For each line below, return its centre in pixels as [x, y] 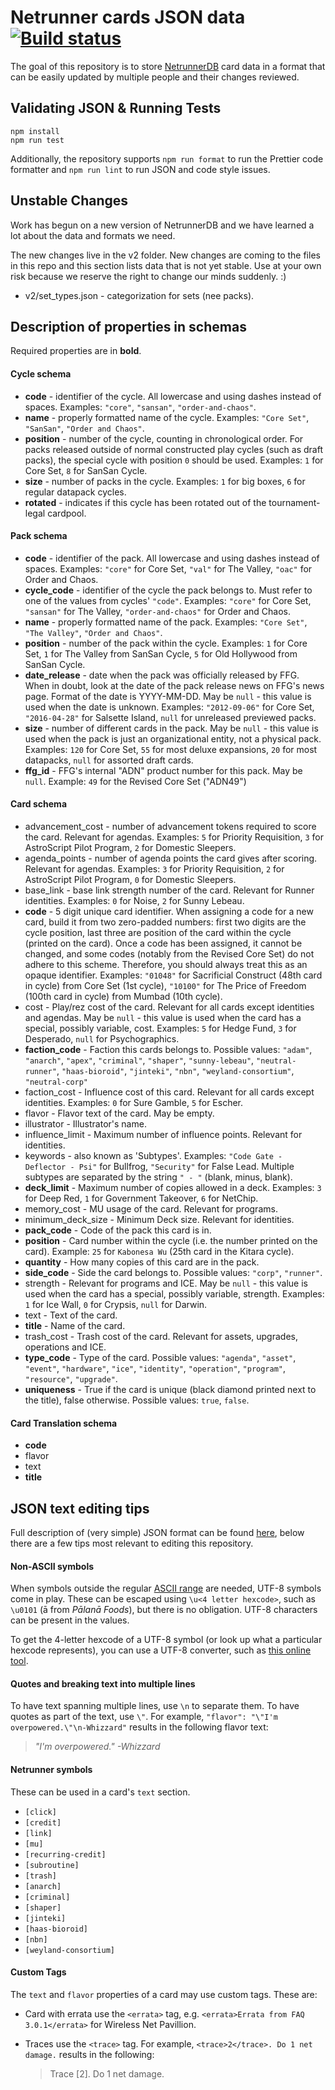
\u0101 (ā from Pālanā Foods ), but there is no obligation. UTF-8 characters [164, 1610]
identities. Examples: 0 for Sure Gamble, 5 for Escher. [134, 1102]
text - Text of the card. [71, 1315]
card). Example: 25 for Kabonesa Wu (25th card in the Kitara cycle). [159, 1251]
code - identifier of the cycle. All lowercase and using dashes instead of [173, 396]
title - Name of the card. [75, 1325]
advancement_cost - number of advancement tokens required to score [170, 826]
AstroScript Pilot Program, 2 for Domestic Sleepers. [130, 847]
